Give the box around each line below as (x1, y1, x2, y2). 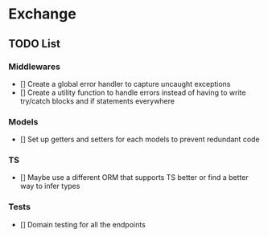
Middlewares (8, 61, 60, 72)
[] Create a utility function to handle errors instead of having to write (19, 88, 246, 97)
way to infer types (19, 182, 80, 191)
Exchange (8, 5, 76, 23)
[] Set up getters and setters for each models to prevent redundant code (19, 134, 260, 145)
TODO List (8, 37, 60, 51)
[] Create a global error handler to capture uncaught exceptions (19, 79, 231, 88)
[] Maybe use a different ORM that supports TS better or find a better (19, 173, 249, 182)
